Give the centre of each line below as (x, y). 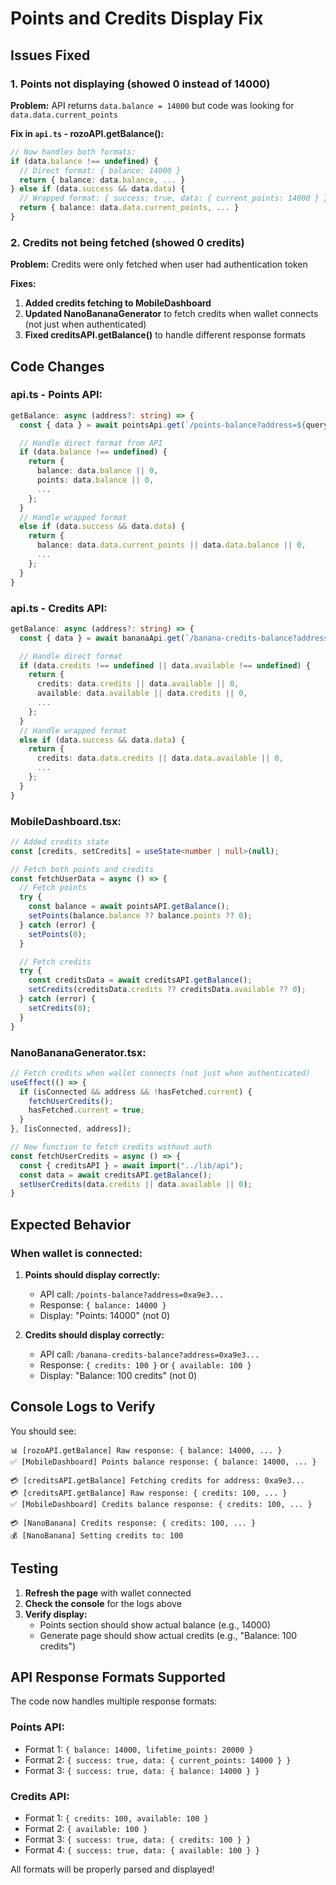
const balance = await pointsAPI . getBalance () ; (129, 907)
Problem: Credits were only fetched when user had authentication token (159, 264)
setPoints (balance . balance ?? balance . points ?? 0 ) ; (140, 916)
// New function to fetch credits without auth (111, 1147)
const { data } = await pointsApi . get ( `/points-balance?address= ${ (163, 425)
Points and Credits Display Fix (137, 18)
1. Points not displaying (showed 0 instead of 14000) (140, 84)
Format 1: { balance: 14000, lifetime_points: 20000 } (139, 1749)
